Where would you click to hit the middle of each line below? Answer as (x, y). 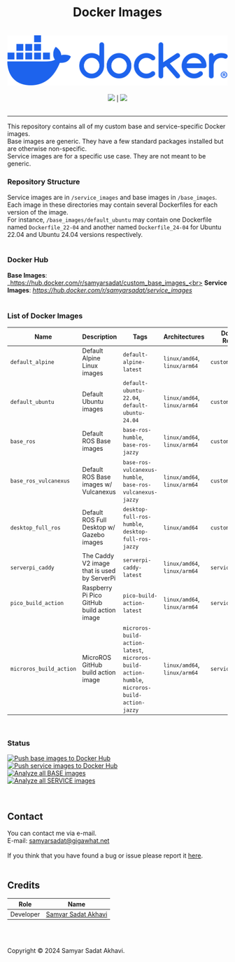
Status (19, 743)
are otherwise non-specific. (47, 149)
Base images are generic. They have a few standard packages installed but (115, 142)
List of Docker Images (45, 316)
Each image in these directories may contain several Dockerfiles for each (113, 205)
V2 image (96, 563)
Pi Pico (92, 595)
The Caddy (98, 556)
